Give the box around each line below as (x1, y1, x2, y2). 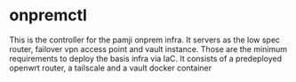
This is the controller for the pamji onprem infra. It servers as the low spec (9, 34, 281, 45)
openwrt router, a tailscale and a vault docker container (9, 63, 212, 73)
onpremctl (9, 5, 87, 26)
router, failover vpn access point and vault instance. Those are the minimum (9, 43, 287, 54)
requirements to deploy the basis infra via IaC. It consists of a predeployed (9, 53, 283, 63)
